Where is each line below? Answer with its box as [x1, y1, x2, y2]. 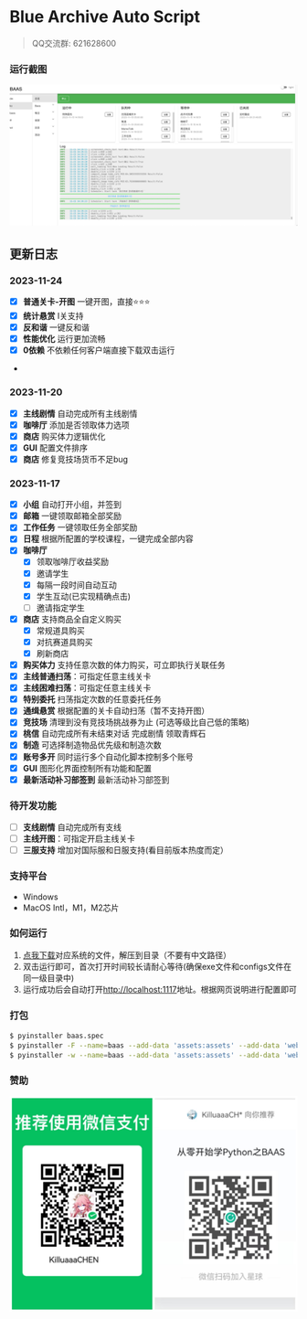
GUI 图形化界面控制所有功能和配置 [22, 762, 153, 773]
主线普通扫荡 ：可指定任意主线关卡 [22, 671, 152, 682]
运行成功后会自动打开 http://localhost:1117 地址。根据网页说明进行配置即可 [22, 984, 297, 995]
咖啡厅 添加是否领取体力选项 [22, 419, 130, 431]
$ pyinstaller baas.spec [9, 1031, 104, 1041]
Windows [22, 891, 58, 902]
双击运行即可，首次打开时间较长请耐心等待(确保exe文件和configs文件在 [22, 961, 292, 972]
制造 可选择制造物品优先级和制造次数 [22, 739, 162, 750]
